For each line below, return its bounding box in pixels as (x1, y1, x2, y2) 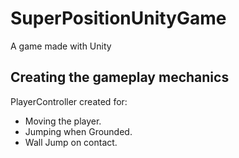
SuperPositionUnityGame (10, 7, 227, 30)
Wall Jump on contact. (24, 136, 118, 148)
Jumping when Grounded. (24, 125, 133, 137)
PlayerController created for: (10, 95, 128, 107)
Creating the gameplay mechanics (10, 69, 230, 86)
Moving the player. (24, 115, 102, 127)
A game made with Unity (10, 40, 112, 52)
